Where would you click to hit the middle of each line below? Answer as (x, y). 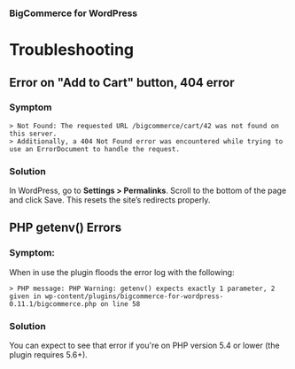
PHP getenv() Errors (66, 228)
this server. (33, 134)
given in (25, 296)
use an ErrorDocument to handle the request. (94, 149)
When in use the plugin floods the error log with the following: (122, 272)
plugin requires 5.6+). (49, 355)
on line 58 (120, 304)
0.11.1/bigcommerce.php (53, 304)
